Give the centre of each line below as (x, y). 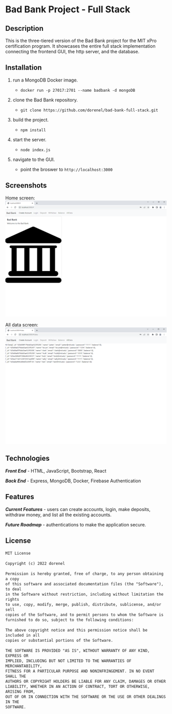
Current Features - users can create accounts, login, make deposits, (78, 509)
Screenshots (26, 186)
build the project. (31, 119)
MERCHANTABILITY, (24, 666)
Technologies (28, 458)
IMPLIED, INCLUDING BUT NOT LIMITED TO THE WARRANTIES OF (68, 661)
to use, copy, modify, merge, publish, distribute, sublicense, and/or (83, 604)
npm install (33, 130)
